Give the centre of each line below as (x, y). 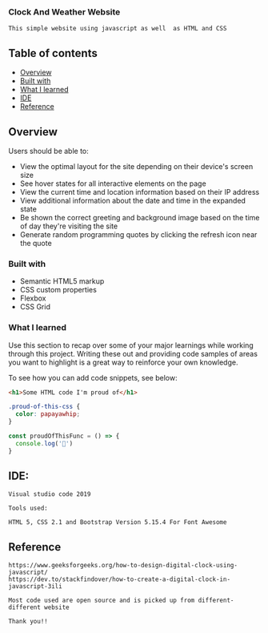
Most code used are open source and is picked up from (102, 601)
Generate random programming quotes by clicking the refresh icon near (138, 234)
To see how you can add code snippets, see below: (93, 377)
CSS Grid (35, 307)
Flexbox (33, 298)
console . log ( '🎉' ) (44, 443)
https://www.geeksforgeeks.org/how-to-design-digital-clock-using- (123, 566)
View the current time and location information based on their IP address (140, 192)
